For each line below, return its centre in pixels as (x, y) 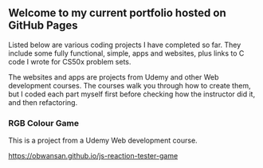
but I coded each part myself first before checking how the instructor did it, (132, 94)
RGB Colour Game (44, 123)
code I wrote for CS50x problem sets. (70, 61)
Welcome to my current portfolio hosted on (117, 13)
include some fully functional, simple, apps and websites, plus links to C (126, 53)
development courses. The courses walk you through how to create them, (130, 85)
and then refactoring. (43, 102)
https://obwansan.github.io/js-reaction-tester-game (93, 156)
